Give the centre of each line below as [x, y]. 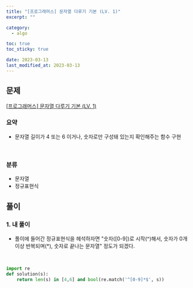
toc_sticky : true [27, 49]
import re [18, 269]
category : [18, 28]
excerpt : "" [21, 17]
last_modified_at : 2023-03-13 [43, 65]
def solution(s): [27, 274]
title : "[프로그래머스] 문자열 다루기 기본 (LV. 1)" [63, 11]
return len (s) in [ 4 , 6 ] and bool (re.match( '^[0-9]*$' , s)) [91, 279]
